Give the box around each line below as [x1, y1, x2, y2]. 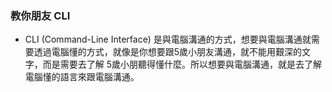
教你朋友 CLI [10, 8, 71, 22]
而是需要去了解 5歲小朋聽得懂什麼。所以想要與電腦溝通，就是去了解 [42, 58, 323, 71]
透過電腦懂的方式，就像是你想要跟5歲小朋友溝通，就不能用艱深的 [33, 46, 303, 58]
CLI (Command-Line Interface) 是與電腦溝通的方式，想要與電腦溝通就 [24, 33, 312, 46]
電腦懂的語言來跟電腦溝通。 [24, 71, 140, 83]
